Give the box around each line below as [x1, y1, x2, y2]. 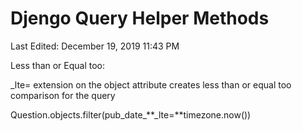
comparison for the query [10, 89, 116, 101]
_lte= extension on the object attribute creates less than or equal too [10, 78, 292, 91]
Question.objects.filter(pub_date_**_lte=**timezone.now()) [10, 108, 252, 121]
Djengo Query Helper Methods [10, 7, 270, 30]
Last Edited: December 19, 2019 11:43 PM [10, 40, 180, 52]
